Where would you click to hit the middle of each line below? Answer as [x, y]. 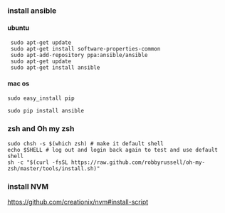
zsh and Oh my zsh [41, 129]
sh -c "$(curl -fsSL [38, 162]
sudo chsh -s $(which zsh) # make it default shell [85, 144]
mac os [19, 83]
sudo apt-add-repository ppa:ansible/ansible [79, 56]
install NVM [28, 186]
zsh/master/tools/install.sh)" [54, 168]
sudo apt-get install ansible [55, 68]
